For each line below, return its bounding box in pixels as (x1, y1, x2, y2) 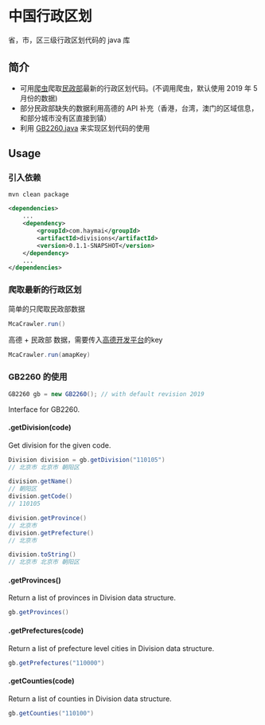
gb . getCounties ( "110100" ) (8, 709, 94, 717)
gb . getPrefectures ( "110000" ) (8, 659, 105, 667)
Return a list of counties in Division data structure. (8, 694, 173, 703)
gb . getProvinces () (8, 609, 69, 617)
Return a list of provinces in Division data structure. (8, 593, 177, 602)
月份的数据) (19, 93, 58, 103)
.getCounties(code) (8, 676, 75, 685)
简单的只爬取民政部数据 (8, 304, 85, 313)
